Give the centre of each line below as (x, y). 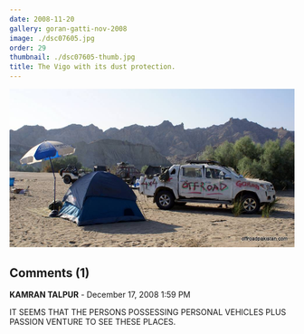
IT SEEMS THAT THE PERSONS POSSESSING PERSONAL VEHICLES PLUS (148, 312)
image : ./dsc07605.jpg (52, 38)
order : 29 (28, 48)
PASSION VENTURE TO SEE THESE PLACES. (93, 322)
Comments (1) (50, 273)
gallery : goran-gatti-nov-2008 (68, 29)
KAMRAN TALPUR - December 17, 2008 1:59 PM (100, 295)
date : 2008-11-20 (42, 19)
